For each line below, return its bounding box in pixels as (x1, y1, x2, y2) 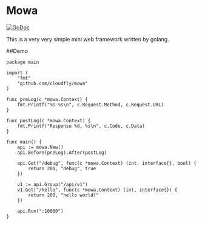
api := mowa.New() (17, 144, 64, 150)
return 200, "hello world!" (28, 192, 99, 198)
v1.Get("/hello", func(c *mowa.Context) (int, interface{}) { (17, 187, 178, 193)
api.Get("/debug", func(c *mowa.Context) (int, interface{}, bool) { (17, 160, 197, 166)
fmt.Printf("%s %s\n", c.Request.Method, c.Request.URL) (17, 102, 164, 108)
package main (6, 59, 39, 65)
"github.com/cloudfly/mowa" (17, 80, 88, 86)
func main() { (6, 139, 42, 145)
